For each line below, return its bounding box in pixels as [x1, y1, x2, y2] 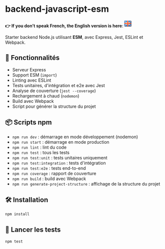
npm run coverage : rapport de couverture [12, 170, 97, 176]
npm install [5, 212, 30, 217]
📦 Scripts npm [5, 118, 52, 126]
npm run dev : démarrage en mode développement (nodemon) [12, 134, 138, 140]
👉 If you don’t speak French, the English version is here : [5, 23, 124, 29]
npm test [5, 239, 23, 244]
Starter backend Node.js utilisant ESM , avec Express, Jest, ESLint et [5, 34, 144, 40]
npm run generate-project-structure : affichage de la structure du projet [12, 181, 161, 187]
